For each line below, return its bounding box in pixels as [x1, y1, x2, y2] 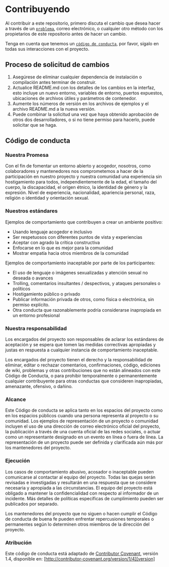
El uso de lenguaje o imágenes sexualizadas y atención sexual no [12, 269, 148, 275]
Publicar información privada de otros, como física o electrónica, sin [12, 296, 154, 302]
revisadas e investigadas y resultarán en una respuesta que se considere [5, 479, 157, 486]
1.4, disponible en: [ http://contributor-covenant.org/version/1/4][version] [5, 555, 155, 561]
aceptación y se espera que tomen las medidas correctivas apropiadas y [5, 342, 156, 348]
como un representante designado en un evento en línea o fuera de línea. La [5, 434, 163, 440]
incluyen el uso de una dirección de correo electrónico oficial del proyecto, [5, 423, 160, 429]
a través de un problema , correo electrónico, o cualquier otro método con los [5, 25, 163, 31]
